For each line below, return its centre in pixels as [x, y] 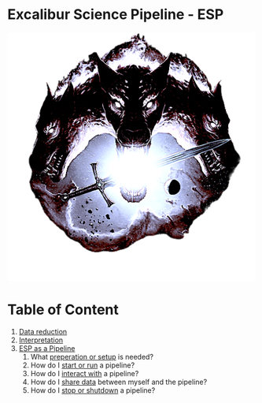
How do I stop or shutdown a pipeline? [93, 390]
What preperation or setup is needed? [92, 356]
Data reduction [43, 331]
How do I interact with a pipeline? [85, 373]
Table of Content [63, 310]
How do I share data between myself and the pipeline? [119, 382]
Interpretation [41, 340]
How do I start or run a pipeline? [83, 365]
